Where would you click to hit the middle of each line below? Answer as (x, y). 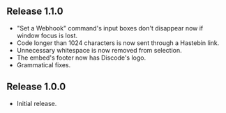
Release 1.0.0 (36, 87)
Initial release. (37, 103)
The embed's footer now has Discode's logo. (81, 58)
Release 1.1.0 (35, 11)
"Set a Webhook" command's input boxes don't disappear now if (110, 28)
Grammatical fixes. (44, 64)
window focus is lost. (47, 35)
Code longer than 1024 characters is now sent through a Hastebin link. (118, 43)
